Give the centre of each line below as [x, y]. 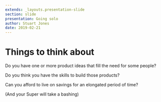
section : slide [21, 14]
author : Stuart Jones [27, 23]
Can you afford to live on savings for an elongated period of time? [72, 85]
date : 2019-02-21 [23, 28]
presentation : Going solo [32, 19]
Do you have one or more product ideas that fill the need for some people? [81, 66]
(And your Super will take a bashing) [42, 94]
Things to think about [50, 52]
